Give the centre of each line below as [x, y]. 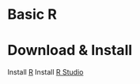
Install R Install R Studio [45, 72]
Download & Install [70, 51]
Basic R [32, 15]
